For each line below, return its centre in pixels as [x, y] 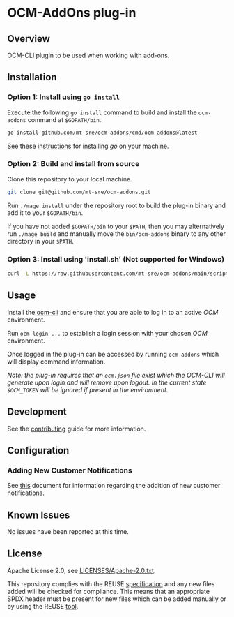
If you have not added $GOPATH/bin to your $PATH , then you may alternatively [116, 226]
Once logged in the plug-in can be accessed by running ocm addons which [113, 354]
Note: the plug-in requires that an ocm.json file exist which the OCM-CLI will [116, 375]
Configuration [38, 451]
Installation [32, 77]
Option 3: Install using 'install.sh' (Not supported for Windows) [116, 259]
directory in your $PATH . [41, 241]
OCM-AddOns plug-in [72, 13]
